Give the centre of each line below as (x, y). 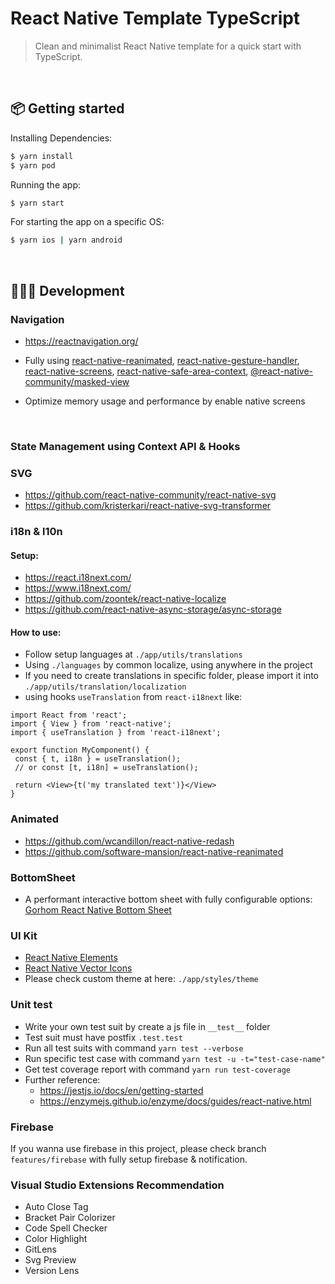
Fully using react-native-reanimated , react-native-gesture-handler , (162, 360)
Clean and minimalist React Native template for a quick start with (168, 46)
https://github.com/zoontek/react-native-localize (125, 599)
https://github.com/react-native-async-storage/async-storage (153, 609)
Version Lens (52, 1271)
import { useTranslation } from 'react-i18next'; (116, 733)
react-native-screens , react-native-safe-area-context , (136, 371)
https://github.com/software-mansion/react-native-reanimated (154, 851)
